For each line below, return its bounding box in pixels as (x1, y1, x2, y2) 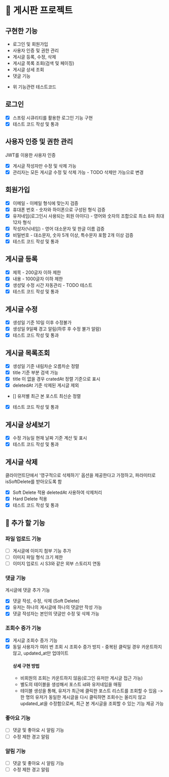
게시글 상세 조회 (12, 67, 44, 72)
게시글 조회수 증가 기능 (12, 637, 58, 643)
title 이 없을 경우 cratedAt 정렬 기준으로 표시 (12, 376, 100, 382)
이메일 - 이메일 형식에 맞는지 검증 (12, 200, 79, 206)
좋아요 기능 (5, 715, 31, 722)
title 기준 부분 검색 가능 (12, 369, 58, 375)
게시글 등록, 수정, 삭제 (12, 54, 56, 60)
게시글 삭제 (5, 458, 38, 466)
